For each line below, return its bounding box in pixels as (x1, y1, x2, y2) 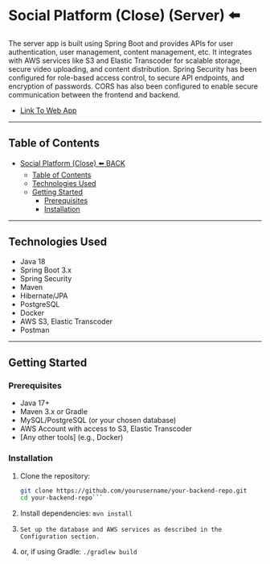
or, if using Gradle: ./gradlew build (19, 547, 137, 557)
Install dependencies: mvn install (19, 508, 133, 518)
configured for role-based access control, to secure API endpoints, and (8, 73, 245, 82)
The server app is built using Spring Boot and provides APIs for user (8, 38, 234, 48)
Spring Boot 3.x (19, 265, 72, 275)
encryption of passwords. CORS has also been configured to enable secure (8, 81, 259, 91)
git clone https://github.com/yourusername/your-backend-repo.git (19, 487, 247, 495)
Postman (19, 325, 50, 334)
